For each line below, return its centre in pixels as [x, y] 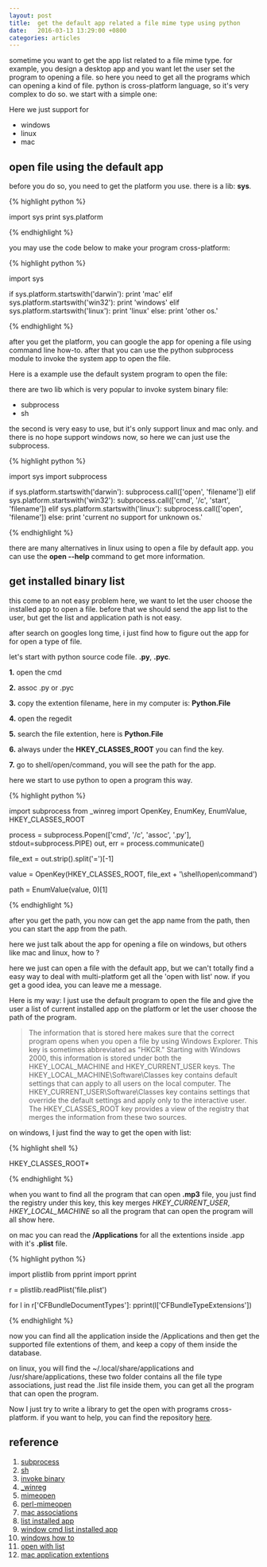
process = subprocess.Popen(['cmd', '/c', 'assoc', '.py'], [100, 834]
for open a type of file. [46, 641]
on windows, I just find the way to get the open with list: [100, 1132]
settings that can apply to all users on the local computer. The [130, 1083]
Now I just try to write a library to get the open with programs [109, 1409]
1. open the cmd [35, 672]
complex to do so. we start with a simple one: [83, 94]
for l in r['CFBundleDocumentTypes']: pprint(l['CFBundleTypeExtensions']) [131, 1305]
